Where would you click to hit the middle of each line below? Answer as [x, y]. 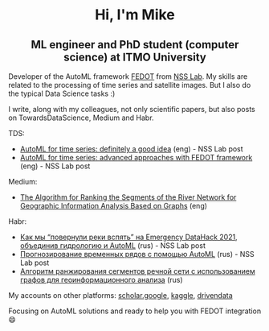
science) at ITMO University [135, 57]
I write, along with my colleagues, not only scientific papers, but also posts [132, 109]
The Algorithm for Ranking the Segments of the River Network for [128, 197]
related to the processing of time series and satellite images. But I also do [130, 85]
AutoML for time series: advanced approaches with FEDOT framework [136, 157]
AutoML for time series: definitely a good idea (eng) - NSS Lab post [131, 149]
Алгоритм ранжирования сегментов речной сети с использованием [137, 271]
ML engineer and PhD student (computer [135, 45]
